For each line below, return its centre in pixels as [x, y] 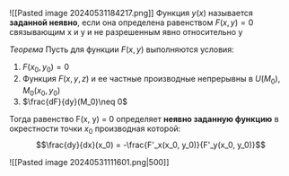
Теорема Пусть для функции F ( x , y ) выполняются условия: [122, 49]
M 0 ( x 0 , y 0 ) [41, 91]
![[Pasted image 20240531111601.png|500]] [89, 163]
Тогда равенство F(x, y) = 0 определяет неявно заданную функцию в [144, 119]
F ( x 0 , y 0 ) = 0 [46, 68]
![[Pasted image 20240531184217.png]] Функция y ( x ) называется [131, 13]
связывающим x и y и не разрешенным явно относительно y [126, 32]
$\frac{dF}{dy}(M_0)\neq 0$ [75, 101]
